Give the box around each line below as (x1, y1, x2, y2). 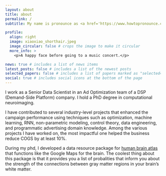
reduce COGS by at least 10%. (5, 135, 67, 141)
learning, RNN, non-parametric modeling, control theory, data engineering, (5, 120, 157, 126)
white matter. (5, 166, 32, 172)
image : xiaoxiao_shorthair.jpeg (9, 39, 77, 44)
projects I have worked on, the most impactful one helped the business (5, 131, 150, 136)
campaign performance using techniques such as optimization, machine (5, 115, 152, 120)
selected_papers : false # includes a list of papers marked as (5, 71, 138, 76)
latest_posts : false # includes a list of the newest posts (5, 66, 132, 72)
